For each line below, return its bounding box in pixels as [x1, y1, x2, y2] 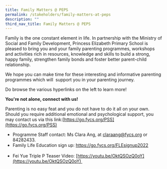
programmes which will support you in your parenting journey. [5, 77, 135, 83]
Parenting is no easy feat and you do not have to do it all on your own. [5, 106, 149, 112]
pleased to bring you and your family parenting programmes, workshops [5, 46, 155, 52]
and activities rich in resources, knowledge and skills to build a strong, [5, 51, 150, 57]
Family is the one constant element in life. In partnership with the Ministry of [5, 35, 162, 41]
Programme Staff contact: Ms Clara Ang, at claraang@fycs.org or [12, 131, 148, 138]
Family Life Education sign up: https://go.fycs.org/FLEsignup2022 [12, 142, 149, 148]
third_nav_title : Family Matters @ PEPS [5, 21, 91, 27]
